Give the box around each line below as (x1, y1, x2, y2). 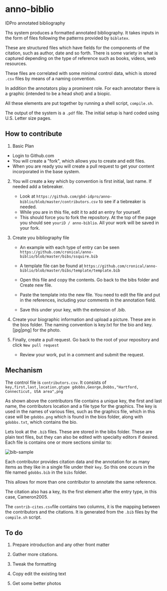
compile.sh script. (5, 514, 42, 520)
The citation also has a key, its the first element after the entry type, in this (5, 488, 157, 495)
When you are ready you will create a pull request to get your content (12, 163, 155, 169)
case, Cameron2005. (5, 494, 48, 500)
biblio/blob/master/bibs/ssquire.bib (19, 254, 98, 259)
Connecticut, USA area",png (5, 389, 64, 394)
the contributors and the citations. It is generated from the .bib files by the (5, 509, 158, 515)
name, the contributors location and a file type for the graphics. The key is (5, 403, 157, 409)
